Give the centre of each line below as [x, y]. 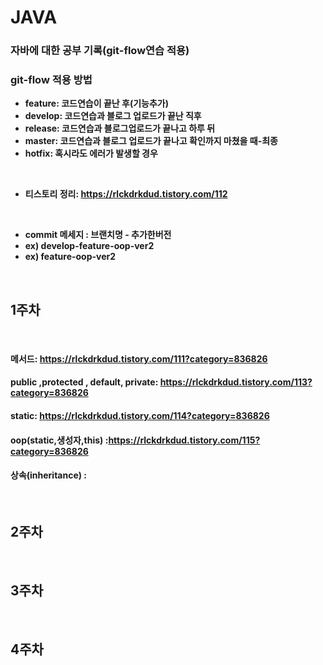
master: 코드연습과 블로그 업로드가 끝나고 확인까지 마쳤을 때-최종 [151, 141]
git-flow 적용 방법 [51, 80]
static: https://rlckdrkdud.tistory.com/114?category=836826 [140, 415]
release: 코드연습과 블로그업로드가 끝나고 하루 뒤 [120, 128]
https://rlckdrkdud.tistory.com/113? [236, 382]
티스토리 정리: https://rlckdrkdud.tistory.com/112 [126, 194]
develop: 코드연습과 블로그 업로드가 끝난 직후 [113, 116]
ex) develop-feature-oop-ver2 [89, 246]
